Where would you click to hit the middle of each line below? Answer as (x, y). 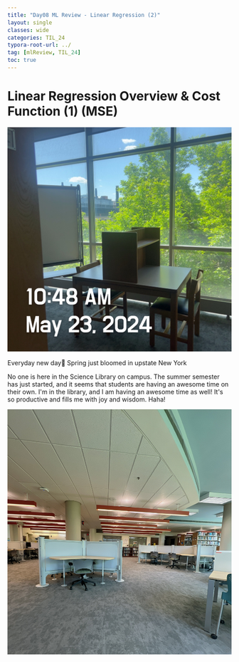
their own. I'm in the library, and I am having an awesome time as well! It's (115, 392)
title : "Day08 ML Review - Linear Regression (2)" (84, 15)
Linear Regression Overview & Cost (114, 96)
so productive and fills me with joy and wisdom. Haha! (86, 399)
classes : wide (28, 30)
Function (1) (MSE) (63, 111)
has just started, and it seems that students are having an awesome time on (118, 384)
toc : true (22, 61)
